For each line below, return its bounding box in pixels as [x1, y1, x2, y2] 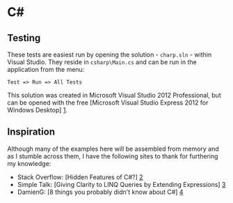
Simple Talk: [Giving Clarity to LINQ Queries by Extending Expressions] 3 [17, 180, 226, 188]
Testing [7, 32, 41, 44]
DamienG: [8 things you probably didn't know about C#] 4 [17, 188, 184, 196]
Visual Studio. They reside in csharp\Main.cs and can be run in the [7, 58, 197, 66]
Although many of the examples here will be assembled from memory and [7, 144, 219, 153]
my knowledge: [7, 159, 51, 167]
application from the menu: [7, 66, 85, 73]
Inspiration [7, 126, 56, 138]
